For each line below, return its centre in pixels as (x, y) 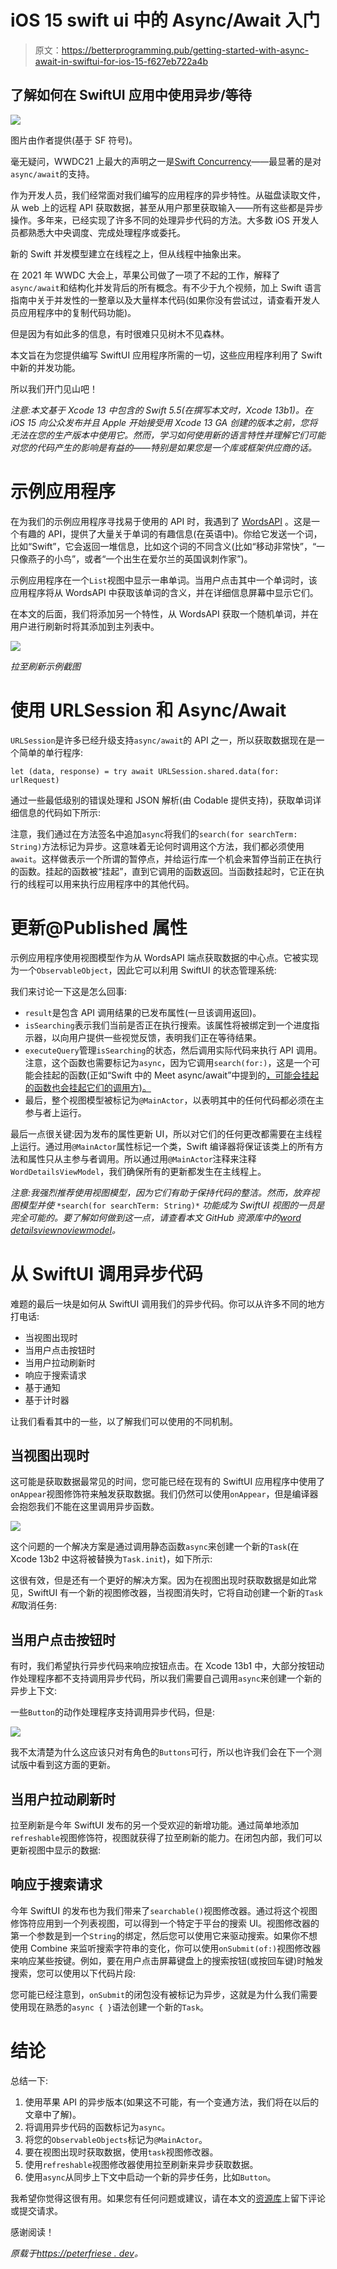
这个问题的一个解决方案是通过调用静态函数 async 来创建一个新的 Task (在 (155, 1547)
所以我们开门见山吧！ (54, 388)
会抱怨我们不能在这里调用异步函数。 (85, 1507)
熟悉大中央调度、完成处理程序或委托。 (106, 232)
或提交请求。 (36, 2210)
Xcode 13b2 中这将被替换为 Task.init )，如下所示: (111, 1559)
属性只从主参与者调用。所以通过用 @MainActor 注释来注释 (142, 1158)
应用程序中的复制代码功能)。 (77, 312)
